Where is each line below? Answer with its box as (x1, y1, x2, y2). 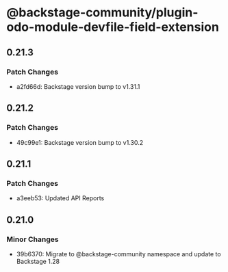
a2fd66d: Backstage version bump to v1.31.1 (16, 82, 140, 90)
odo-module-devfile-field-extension (6, 19, 220, 35)
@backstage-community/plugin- (6, 5, 199, 21)
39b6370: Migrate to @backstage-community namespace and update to (16, 249, 221, 258)
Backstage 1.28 (16, 257, 60, 265)
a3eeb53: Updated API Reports (16, 194, 105, 202)
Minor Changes (6, 234, 59, 244)
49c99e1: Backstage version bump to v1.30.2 (16, 138, 144, 146)
